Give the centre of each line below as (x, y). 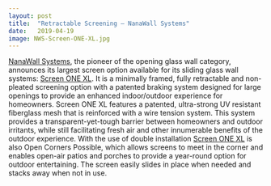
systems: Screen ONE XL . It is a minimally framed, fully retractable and (126, 78)
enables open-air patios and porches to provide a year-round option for (127, 156)
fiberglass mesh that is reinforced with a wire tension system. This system (132, 113)
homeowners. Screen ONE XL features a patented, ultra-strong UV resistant (135, 104)
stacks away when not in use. (58, 173)
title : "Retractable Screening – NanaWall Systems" (99, 23)
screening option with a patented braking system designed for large (148, 87)
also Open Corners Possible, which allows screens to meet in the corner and (136, 147)
